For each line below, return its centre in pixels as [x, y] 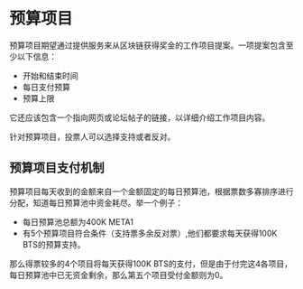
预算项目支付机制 [57, 168]
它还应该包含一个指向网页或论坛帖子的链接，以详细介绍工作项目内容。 [140, 117]
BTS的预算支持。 [54, 244]
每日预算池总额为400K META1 [78, 221]
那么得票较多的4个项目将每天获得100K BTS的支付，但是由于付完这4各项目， [151, 264]
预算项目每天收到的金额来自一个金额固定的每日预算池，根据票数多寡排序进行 [151, 191]
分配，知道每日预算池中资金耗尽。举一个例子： [96, 202]
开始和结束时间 [50, 75]
